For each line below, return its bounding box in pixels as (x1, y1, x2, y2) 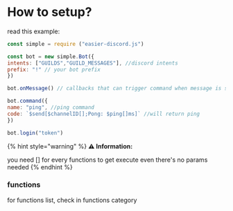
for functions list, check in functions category (7, 196, 137, 204)
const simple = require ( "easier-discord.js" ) (7, 40, 144, 47)
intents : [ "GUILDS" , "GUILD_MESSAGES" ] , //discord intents (7, 60, 178, 67)
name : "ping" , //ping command (7, 104, 95, 111)
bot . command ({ (7, 98, 49, 105)
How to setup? (7, 4, 92, 20)
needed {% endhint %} (7, 162, 73, 171)
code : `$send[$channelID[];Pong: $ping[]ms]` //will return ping (7, 110, 200, 117)
